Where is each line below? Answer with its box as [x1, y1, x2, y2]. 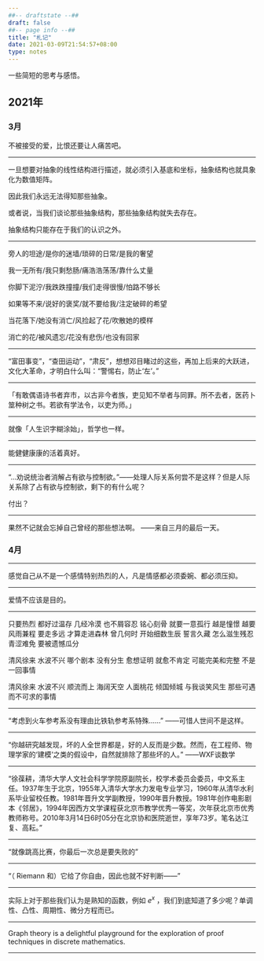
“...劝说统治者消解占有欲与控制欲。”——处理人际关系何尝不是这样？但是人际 [8, 472, 251, 482]
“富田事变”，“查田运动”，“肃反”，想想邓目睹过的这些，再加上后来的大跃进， [8, 356, 254, 365]
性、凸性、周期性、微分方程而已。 [8, 905, 119, 915]
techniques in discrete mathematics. [8, 937, 126, 946]
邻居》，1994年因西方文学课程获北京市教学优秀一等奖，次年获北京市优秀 [21, 803, 255, 812]
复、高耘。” [8, 823, 43, 832]
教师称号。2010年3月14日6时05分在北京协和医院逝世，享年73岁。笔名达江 [8, 812, 249, 822]
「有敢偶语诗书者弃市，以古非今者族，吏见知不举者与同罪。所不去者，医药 [8, 390, 249, 399]
